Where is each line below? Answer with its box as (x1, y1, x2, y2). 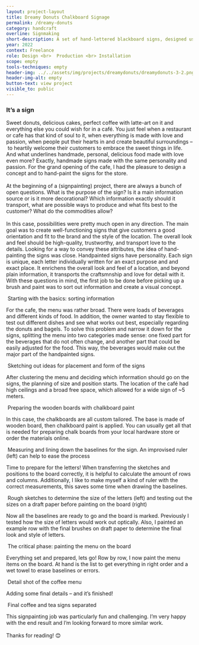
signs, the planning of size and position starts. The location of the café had (6, 380, 189, 387)
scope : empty (6, 58, 38, 64)
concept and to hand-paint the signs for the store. (6, 170, 129, 177)
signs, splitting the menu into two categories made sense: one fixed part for (6, 332, 191, 339)
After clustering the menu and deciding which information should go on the (6, 374, 190, 381)
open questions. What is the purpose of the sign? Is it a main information (6, 188, 184, 196)
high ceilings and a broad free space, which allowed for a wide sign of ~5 (6, 386, 185, 394)
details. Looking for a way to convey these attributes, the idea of (6, 246, 163, 253)
